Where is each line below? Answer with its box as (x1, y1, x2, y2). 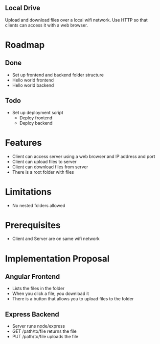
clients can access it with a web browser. (5, 22, 88, 28)
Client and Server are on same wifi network (12, 236, 100, 242)
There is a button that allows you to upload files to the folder (12, 296, 134, 302)
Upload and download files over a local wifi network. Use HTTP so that (5, 17, 148, 23)
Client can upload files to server (12, 159, 77, 164)
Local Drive (5, 4, 41, 12)
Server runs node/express (12, 323, 65, 329)
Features (5, 137, 42, 148)
